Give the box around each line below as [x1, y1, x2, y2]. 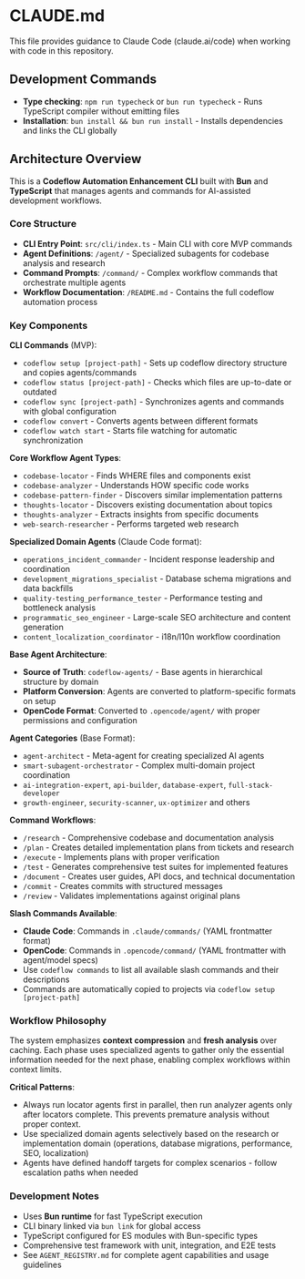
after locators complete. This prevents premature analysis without [22, 1109, 270, 1120]
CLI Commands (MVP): [9, 340, 97, 351]
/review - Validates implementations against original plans [22, 890, 241, 902]
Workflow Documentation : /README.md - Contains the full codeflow [22, 286, 275, 297]
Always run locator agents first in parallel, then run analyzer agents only [22, 1100, 293, 1110]
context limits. [9, 1064, 62, 1075]
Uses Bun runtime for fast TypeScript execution [22, 1211, 203, 1222]
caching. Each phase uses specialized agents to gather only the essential [9, 1045, 285, 1056]
